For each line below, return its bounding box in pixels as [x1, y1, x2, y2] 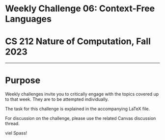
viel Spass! [5, 130, 27, 136]
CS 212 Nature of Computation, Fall [5, 36, 151, 47]
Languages [5, 13, 52, 25]
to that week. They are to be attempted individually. [5, 96, 109, 102]
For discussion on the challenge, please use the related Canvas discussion [5, 115, 156, 121]
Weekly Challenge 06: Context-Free [5, 3, 155, 14]
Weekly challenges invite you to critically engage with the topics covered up [5, 91, 159, 97]
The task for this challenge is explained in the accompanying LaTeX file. [5, 106, 150, 112]
